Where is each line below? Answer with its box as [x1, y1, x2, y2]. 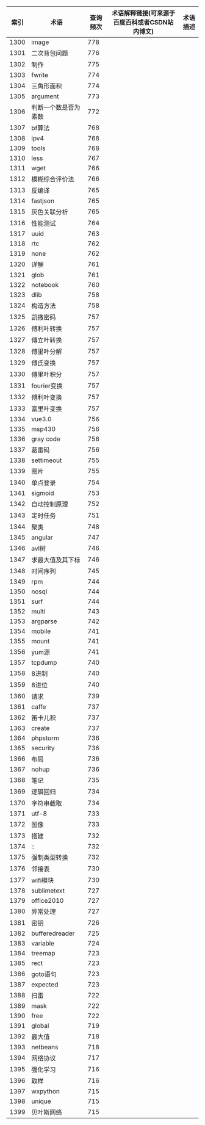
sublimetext [31, 886, 65, 895]
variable [31, 939, 55, 947]
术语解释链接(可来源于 [111, 9, 176, 17]
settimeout [31, 456, 62, 465]
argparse [31, 617, 57, 625]
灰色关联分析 [31, 208, 68, 216]
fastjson [31, 197, 55, 205]
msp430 [31, 425, 56, 433]
